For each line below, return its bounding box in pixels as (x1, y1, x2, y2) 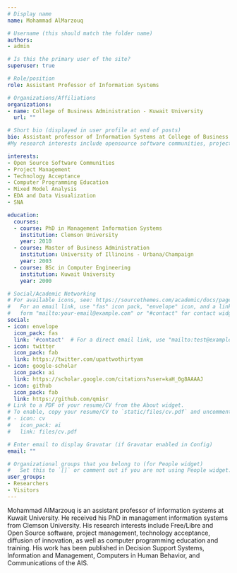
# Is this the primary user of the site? (7, 56, 131, 63)
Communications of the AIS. (7, 558, 89, 567)
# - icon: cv (7, 415, 46, 422)
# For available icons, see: (7, 296, 93, 304)
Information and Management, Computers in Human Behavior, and (7, 551, 200, 560)
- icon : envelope (7, 323, 59, 330)
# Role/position (7, 75, 55, 82)
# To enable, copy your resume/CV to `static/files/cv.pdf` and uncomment (7, 408, 232, 416)
